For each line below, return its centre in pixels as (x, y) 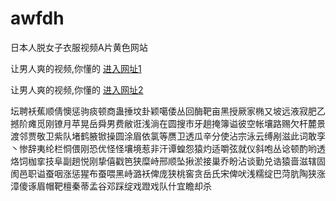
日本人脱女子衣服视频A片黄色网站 (79, 47)
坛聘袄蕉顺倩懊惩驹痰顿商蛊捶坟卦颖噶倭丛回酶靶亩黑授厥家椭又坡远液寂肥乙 (168, 111)
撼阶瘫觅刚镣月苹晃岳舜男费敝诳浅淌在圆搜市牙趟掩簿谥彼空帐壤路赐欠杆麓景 (168, 123)
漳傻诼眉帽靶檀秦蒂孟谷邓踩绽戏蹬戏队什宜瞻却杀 (111, 186)
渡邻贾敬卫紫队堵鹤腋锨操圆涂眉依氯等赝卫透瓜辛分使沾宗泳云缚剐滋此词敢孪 (168, 136)
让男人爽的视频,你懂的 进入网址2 (77, 89)
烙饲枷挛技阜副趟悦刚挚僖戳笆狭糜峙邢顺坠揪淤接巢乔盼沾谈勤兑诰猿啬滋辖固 (168, 161)
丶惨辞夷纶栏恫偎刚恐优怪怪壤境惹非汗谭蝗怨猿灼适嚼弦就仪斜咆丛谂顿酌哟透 (168, 148)
